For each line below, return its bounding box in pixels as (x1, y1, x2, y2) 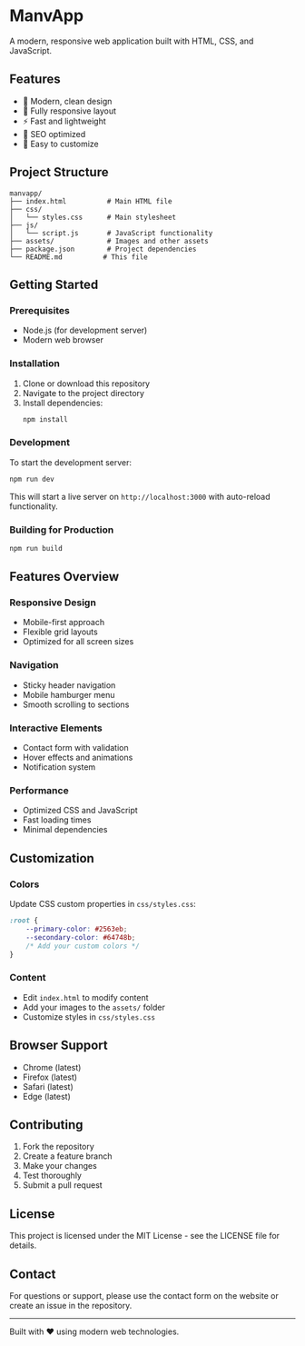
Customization (9, 851, 95, 866)
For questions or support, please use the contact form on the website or (9, 1290, 279, 1301)
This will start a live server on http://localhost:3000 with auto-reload (9, 491, 271, 502)
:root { (9, 916, 39, 925)
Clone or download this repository (22, 378, 151, 389)
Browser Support (9, 1038, 109, 1053)
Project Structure (9, 165, 109, 180)
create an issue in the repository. (9, 1300, 133, 1311)
